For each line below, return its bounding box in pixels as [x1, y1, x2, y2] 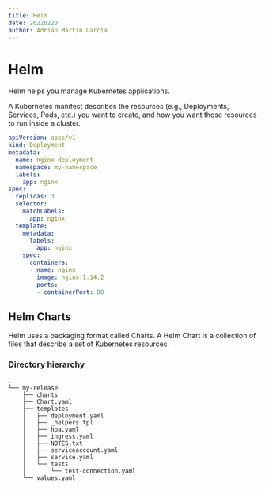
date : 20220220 [8, 19, 59, 27]
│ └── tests [22, 460, 69, 468]
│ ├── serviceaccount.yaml [22, 446, 119, 454]
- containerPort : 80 [36, 288, 104, 296]
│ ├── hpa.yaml [22, 425, 80, 433]
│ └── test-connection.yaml [22, 467, 136, 475]
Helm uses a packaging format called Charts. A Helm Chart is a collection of [8, 331, 256, 341]
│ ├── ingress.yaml [22, 432, 93, 440]
